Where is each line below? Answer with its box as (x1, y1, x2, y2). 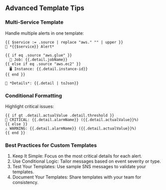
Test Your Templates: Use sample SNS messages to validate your (12, 164, 147, 170)
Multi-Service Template (5, 19, 64, 26)
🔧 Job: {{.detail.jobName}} (9, 57, 68, 62)
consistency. (12, 180, 39, 186)
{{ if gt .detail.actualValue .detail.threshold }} (5, 113, 114, 118)
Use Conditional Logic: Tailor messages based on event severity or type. (12, 158, 162, 164)
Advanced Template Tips (5, 4, 84, 12)
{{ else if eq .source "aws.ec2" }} (5, 62, 81, 66)
